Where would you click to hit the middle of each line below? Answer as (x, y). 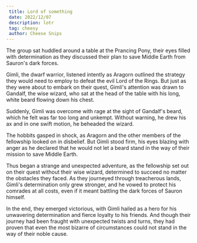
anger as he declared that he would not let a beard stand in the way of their (98, 148)
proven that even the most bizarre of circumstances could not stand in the (96, 228)
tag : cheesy (23, 28)
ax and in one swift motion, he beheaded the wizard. (70, 124)
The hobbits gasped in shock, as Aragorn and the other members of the (94, 135)
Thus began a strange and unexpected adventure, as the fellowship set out (98, 166)
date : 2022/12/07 (30, 17)
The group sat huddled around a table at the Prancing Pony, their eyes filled (98, 50)
